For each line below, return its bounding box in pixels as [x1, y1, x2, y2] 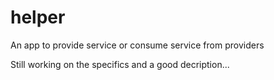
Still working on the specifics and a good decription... [10, 58, 230, 70]
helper [10, 6, 66, 29]
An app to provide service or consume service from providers [10, 39, 265, 51]
